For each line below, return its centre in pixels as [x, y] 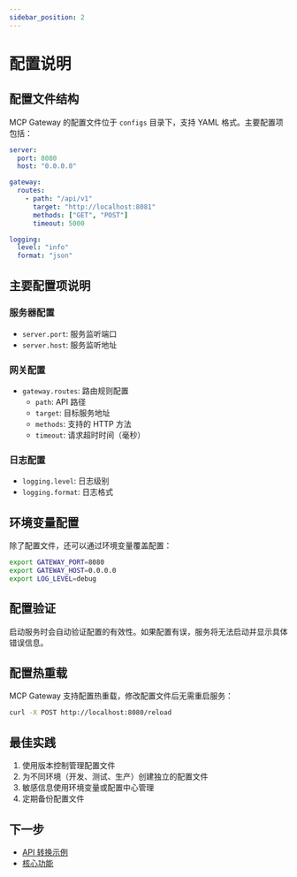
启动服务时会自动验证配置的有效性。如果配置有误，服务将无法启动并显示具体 [148, 631]
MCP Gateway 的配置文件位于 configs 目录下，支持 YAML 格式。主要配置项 [146, 122]
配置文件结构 [44, 99]
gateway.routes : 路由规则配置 [76, 391]
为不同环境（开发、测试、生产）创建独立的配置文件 [115, 777]
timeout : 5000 [59, 223]
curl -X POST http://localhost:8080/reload [91, 713]
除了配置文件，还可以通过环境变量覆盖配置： [91, 545]
